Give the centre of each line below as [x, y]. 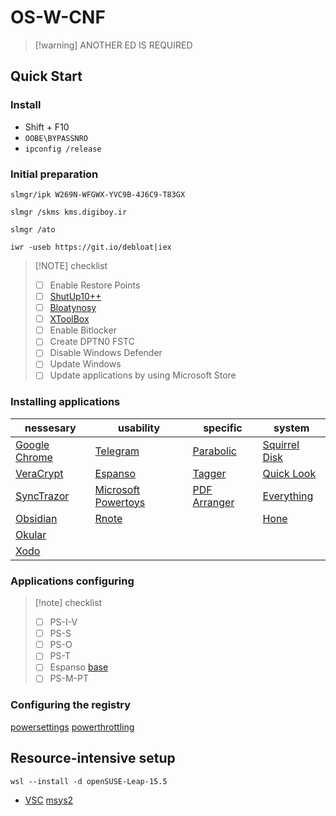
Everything [288, 496]
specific [223, 428]
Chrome [34, 457]
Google [32, 444]
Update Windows [85, 364]
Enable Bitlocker [83, 330]
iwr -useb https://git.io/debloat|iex [91, 247]
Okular [31, 534]
